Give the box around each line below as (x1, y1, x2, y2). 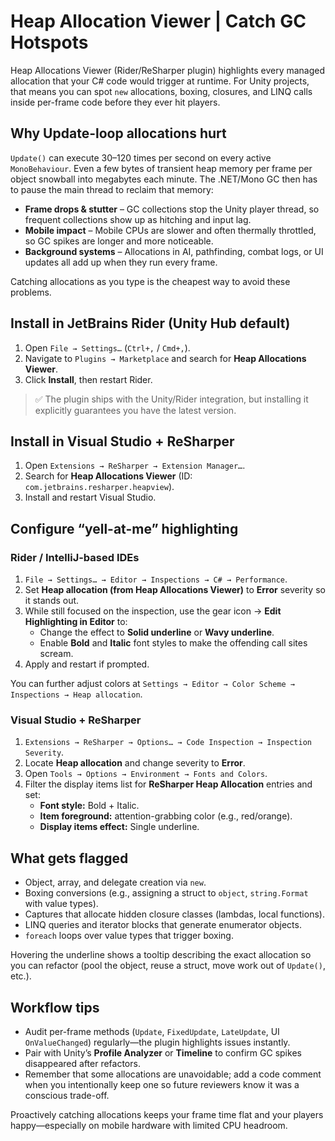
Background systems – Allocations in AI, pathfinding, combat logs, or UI (24, 245, 324, 257)
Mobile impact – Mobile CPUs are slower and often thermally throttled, (24, 224, 317, 236)
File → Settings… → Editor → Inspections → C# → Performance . (24, 573, 288, 585)
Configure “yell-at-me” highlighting (10, 520, 239, 537)
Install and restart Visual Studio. (24, 491, 157, 504)
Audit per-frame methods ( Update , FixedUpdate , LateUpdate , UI (24, 1025, 280, 1037)
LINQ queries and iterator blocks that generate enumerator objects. (24, 919, 302, 931)
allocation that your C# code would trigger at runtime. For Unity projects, (10, 75, 310, 87)
